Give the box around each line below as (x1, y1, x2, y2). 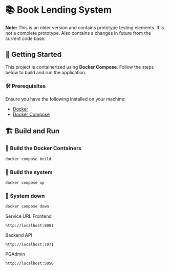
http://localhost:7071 (5, 242, 54, 247)
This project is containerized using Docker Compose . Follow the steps (5, 64, 154, 70)
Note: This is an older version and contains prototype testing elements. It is (5, 24, 164, 31)
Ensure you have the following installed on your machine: (5, 96, 126, 102)
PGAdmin (5, 251, 26, 257)
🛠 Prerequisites (5, 82, 46, 90)
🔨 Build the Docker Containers (5, 144, 82, 152)
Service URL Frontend (5, 213, 52, 219)
